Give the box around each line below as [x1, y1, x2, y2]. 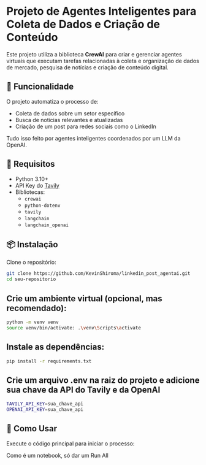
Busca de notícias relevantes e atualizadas [15, 116, 123, 123]
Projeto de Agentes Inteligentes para [6, 4, 197, 18]
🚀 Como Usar [6, 423, 58, 434]
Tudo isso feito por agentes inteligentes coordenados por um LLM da [6, 134, 181, 142]
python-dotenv [24, 202, 61, 209]
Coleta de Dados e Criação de [6, 17, 161, 31]
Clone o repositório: [6, 259, 56, 266]
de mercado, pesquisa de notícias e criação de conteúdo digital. [6, 63, 169, 71]
